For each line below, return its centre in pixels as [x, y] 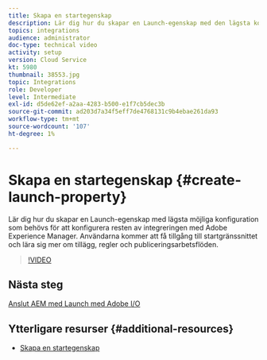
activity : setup [35, 52]
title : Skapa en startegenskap [60, 15]
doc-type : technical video [53, 45]
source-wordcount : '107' [49, 126]
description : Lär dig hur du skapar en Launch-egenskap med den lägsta [129, 23]
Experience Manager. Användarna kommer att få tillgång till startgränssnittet [133, 236]
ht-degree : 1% [32, 134]
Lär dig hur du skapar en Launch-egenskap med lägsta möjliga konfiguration [133, 219]
